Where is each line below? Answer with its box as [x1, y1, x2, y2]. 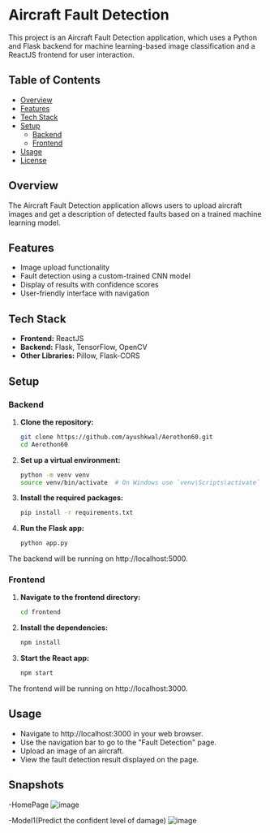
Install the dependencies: [19, 623, 108, 632]
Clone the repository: [19, 416, 94, 427]
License [19, 155, 47, 165]
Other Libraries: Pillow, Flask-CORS [19, 351, 140, 360]
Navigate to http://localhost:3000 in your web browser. [19, 728, 204, 738]
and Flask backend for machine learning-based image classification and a [8, 41, 255, 50]
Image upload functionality [19, 262, 110, 273]
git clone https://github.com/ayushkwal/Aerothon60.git [19, 433, 213, 441]
